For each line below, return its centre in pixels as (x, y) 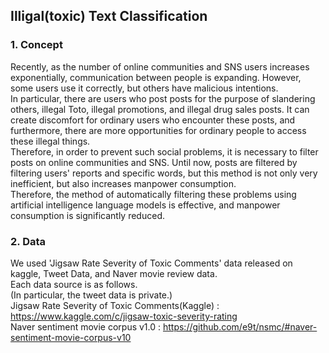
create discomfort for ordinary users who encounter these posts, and (153, 120)
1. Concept (36, 45)
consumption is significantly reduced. (87, 215)
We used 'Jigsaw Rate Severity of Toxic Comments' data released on (151, 263)
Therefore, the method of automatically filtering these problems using (153, 194)
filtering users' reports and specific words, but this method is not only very (164, 173)
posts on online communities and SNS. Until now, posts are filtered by (154, 162)
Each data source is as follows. (74, 284)
